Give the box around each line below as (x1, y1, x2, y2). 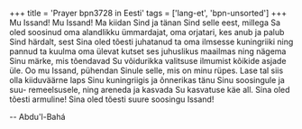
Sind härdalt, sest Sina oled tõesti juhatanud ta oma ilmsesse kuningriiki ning (9, 36, 294, 47)
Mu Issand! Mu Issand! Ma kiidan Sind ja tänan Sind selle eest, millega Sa (9, 17, 281, 28)
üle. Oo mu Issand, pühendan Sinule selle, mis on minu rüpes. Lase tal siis (9, 65, 284, 76)
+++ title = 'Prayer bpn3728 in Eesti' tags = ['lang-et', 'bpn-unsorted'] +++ (9, 8, 288, 18)
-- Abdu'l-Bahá (9, 112, 66, 122)
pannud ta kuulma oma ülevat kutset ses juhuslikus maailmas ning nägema (9, 46, 287, 57)
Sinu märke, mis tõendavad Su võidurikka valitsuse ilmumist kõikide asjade (9, 56, 287, 66)
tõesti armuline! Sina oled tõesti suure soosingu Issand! (9, 94, 215, 105)
